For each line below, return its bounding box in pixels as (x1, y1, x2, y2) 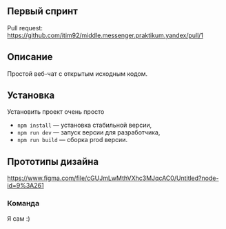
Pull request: (7, 23, 43, 32)
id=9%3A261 (7, 181, 44, 190)
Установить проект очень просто (7, 108, 105, 116)
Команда (7, 199, 40, 208)
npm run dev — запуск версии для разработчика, (17, 128, 161, 137)
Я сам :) (7, 214, 30, 223)
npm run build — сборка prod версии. (17, 136, 128, 144)
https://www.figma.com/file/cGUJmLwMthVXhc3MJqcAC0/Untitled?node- (7, 174, 219, 182)
